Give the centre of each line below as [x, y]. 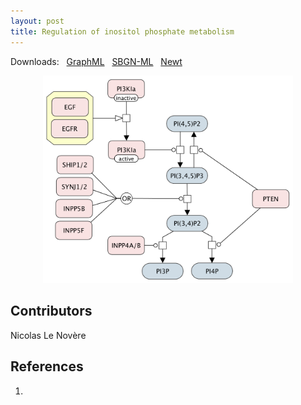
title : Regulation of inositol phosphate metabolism [122, 31]
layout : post [37, 21]
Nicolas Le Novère [48, 335]
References [47, 366]
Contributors [51, 311]
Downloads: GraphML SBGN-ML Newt [96, 61]
